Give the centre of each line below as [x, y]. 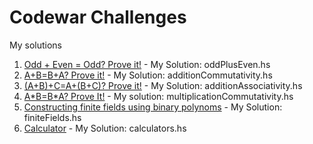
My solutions [35, 45]
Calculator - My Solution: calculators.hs [105, 128]
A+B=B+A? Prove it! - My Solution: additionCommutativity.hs [148, 75]
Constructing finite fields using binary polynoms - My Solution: [153, 107]
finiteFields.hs [52, 117]
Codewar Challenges [98, 17]
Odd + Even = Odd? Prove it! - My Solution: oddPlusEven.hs [147, 64]
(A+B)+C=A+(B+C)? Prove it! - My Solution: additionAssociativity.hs [163, 85]
